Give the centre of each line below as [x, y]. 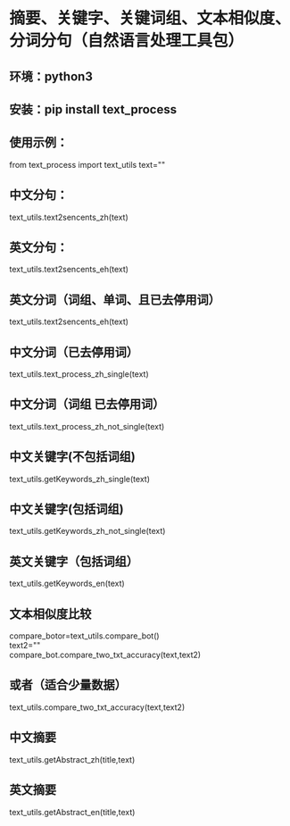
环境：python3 [51, 76]
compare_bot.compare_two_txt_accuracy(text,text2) [105, 655]
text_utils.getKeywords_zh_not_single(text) [87, 531]
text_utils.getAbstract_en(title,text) [72, 812]
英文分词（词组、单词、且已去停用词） [115, 300]
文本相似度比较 [50, 614]
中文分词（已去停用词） [74, 352]
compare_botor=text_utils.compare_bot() [84, 636]
